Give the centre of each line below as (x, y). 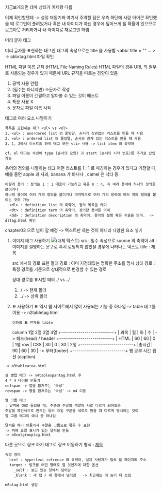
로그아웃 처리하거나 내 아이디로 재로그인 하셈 (47, 30)
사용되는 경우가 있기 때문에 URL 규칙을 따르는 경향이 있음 (64, 73)
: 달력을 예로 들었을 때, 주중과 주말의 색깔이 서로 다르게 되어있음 (63, 406)
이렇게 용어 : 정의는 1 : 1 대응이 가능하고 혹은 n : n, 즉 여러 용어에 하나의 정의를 (81, 184)
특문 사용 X (23, 102)
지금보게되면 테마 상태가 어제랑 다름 (39, 7)
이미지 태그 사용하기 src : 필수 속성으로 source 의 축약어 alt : (84, 241)
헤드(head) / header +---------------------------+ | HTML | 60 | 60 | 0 (86, 338)
